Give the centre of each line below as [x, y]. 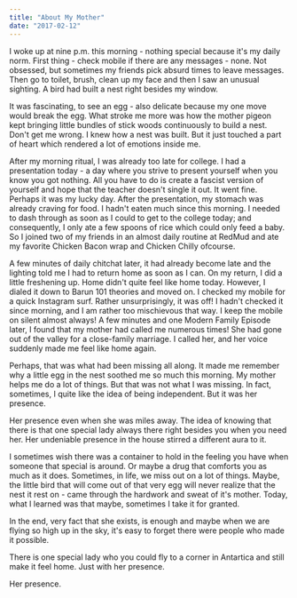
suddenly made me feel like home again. [83, 348]
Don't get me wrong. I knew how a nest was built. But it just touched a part [145, 134]
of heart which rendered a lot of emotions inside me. [105, 144]
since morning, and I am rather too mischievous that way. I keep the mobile [146, 310]
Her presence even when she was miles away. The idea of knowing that [141, 420]
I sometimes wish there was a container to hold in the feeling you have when [149, 456]
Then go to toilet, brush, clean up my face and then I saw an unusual [134, 79]
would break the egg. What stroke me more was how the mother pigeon [141, 116]
